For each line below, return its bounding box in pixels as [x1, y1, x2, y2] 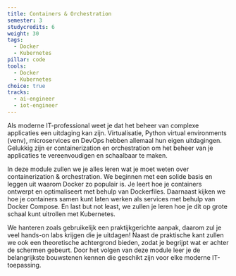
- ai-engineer [13, 96, 55, 103]
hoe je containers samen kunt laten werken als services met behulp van [7, 194, 216, 203]
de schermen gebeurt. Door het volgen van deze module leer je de [7, 246, 201, 254]
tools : [7, 63, 27, 70]
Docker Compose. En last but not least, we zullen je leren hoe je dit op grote [7, 202, 228, 211]
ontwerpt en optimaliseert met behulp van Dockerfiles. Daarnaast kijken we [7, 187, 226, 196]
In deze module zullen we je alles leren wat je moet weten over [7, 165, 190, 173]
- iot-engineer [13, 102, 58, 109]
